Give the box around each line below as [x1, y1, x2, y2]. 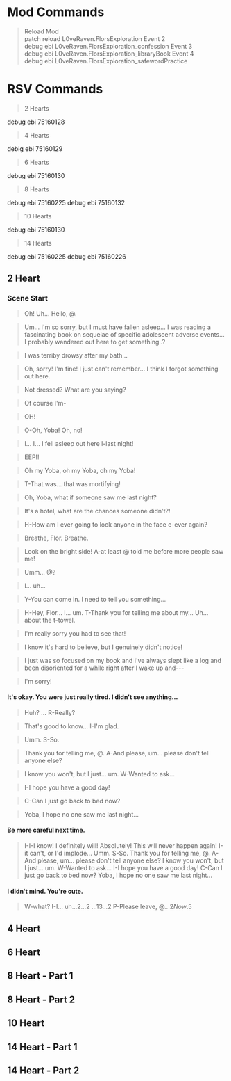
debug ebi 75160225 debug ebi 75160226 [7, 252, 127, 261]
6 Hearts [24, 158, 50, 166]
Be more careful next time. [7, 826, 85, 835]
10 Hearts [24, 211, 52, 220]
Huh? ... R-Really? [24, 708, 76, 716]
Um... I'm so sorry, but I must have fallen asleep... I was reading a [24, 323, 212, 331]
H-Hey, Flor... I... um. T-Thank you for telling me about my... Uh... [24, 608, 209, 616]
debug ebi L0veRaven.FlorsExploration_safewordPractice [24, 56, 188, 65]
